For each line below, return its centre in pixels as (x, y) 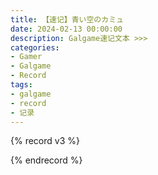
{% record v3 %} (45, 141)
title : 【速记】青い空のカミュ (67, 19)
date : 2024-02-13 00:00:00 (66, 29)
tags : (21, 85)
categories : (35, 47)
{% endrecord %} (46, 160)
